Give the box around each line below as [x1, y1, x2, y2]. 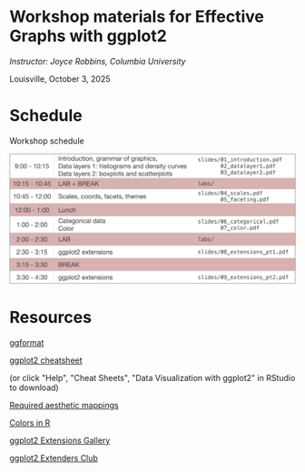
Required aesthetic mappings [9, 399, 120, 410]
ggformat [9, 336, 44, 347]
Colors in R [9, 417, 51, 428]
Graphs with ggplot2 [9, 25, 168, 46]
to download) [9, 382, 59, 393]
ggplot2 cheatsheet [9, 355, 84, 366]
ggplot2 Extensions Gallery [9, 435, 111, 446]
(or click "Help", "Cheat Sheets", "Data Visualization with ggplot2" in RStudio [9, 372, 296, 383]
